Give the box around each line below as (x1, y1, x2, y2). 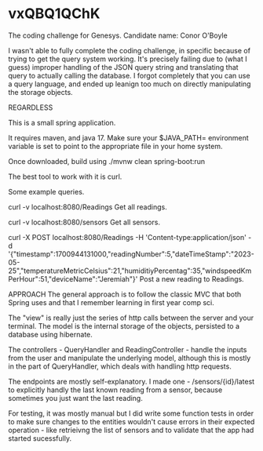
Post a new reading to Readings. (139, 274, 245, 283)
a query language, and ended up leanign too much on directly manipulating (8, 79, 251, 89)
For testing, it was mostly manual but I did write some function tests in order (8, 409, 254, 418)
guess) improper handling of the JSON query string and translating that (8, 62, 239, 71)
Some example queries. (8, 187, 85, 196)
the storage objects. (8, 87, 73, 96)
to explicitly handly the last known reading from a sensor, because (8, 385, 223, 395)
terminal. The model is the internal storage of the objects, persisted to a (8, 321, 240, 330)
